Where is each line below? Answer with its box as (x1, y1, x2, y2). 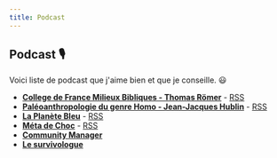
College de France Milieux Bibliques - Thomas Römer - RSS (21, 92, 245, 103)
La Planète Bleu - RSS (21, 111, 104, 122)
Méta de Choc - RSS (21, 121, 99, 131)
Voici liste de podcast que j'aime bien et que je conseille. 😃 (9, 75, 227, 85)
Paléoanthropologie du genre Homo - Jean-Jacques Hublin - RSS (21, 101, 268, 112)
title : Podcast (9, 12, 66, 22)
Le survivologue (21, 139, 84, 150)
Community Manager (21, 130, 103, 140)
